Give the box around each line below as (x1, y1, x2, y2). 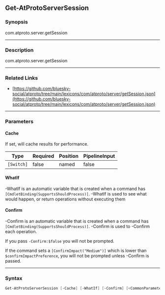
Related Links (5, 74, 38, 81)
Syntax (5, 274, 23, 281)
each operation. (5, 228, 37, 234)
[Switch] (7, 162, 28, 167)
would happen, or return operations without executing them (5, 196, 126, 202)
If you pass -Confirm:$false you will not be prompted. (5, 238, 114, 244)
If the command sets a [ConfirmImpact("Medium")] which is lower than (5, 247, 147, 253)
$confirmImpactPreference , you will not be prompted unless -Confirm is (5, 252, 149, 259)
